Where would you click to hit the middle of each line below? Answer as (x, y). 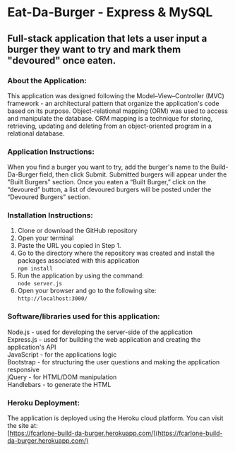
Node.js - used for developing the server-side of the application (100, 332)
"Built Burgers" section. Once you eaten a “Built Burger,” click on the (107, 182)
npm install (35, 269)
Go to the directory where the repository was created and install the (116, 253)
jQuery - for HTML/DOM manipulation (62, 377)
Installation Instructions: (50, 215)
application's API (32, 347)
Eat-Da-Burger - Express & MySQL (110, 12)
